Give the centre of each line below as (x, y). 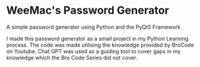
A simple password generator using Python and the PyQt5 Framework (93, 27)
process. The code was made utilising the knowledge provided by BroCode (100, 45)
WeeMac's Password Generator (88, 10)
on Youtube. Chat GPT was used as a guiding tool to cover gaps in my (93, 51)
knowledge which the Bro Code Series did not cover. (72, 57)
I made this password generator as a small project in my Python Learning (98, 38)
